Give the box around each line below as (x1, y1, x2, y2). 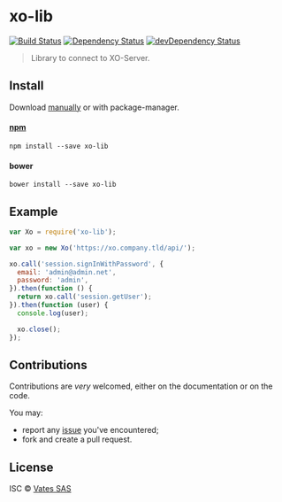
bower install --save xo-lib (9, 180, 117, 189)
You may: (9, 407, 43, 418)
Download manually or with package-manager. (9, 102, 179, 112)
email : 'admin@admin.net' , (17, 267, 117, 276)
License (9, 460, 54, 475)
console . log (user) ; (17, 308, 89, 318)
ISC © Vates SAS (9, 483, 72, 494)
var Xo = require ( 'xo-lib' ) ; (9, 228, 117, 236)
